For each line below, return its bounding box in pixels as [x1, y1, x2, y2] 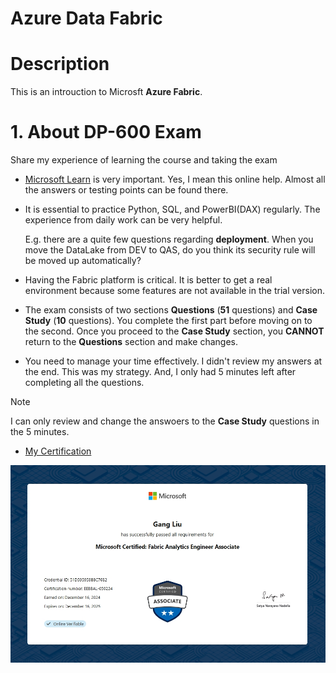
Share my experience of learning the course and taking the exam [10, 154, 278, 166]
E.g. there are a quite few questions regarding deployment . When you [24, 233, 314, 246]
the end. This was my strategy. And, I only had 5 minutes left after [24, 366, 297, 378]
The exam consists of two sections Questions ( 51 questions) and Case [24, 304, 318, 316]
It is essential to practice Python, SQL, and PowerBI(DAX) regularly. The [24, 203, 321, 216]
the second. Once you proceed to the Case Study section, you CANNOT [24, 325, 325, 337]
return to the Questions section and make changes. [24, 336, 239, 348]
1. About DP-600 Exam [10, 121, 202, 144]
